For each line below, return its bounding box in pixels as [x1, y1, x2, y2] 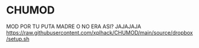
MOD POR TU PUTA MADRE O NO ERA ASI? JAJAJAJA [6, 23, 141, 30]
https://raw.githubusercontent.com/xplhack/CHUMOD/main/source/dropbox [6, 29, 193, 36]
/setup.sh [6, 35, 30, 42]
